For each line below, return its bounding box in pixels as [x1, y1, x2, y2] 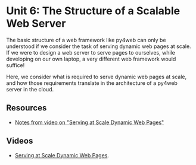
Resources [6, 103, 47, 113]
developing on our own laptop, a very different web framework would [6, 55, 176, 62]
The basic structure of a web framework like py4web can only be [6, 36, 166, 43]
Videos [6, 136, 33, 146]
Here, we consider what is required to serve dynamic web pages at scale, [6, 73, 187, 80]
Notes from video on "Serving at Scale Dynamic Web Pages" [14, 119, 164, 126]
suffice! [6, 61, 25, 69]
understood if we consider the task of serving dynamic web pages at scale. [6, 43, 192, 50]
